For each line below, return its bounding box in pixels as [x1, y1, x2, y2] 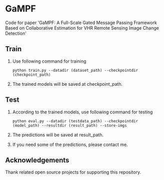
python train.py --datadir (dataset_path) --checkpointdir [12, 68, 138, 73]
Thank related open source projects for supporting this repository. [5, 169, 141, 175]
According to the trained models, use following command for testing [12, 109, 153, 115]
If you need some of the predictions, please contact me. [12, 141, 128, 147]
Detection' [5, 30, 26, 36]
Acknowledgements [5, 156, 69, 164]
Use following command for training [12, 58, 86, 64]
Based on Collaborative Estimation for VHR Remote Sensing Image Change [5, 25, 159, 31]
